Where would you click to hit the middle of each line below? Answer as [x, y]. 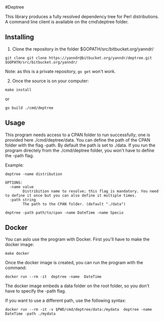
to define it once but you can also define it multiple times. [71, 196]
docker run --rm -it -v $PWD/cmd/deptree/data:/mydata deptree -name [79, 310]
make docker [17, 254]
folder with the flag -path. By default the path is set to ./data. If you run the [80, 145]
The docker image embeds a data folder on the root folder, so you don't [77, 286]
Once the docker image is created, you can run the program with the [74, 263]
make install [18, 90]
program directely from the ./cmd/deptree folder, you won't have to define [80, 150]
